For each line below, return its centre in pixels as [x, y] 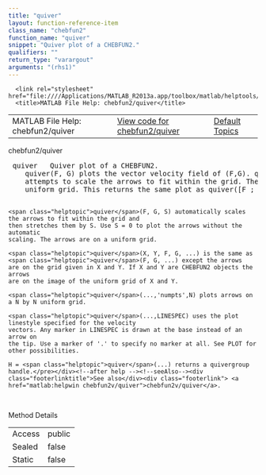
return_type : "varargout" [51, 60]
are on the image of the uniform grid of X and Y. [93, 281]
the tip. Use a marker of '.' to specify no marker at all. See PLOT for [133, 344]
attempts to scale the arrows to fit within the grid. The [142, 181]
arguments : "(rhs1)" [42, 68]
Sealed [25, 446]
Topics [226, 130]
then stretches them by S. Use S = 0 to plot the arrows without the [125, 226]
